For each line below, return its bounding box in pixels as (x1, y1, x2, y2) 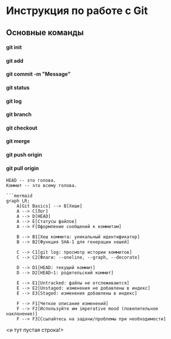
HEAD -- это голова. (6, 178, 57, 184)
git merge (6, 138, 30, 145)
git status (6, 84, 30, 91)
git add (6, 57, 23, 64)
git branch (6, 111, 32, 118)
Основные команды (6, 28, 84, 38)
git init (6, 44, 22, 51)
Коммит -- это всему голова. (6, 183, 77, 189)
